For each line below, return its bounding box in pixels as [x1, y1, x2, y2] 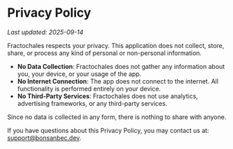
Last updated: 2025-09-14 [7, 28, 83, 36]
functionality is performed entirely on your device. [17, 84, 161, 93]
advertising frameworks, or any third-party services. [17, 99, 168, 107]
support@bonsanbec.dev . [7, 134, 82, 142]
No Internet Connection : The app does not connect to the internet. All [17, 77, 219, 85]
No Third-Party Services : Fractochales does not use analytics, [17, 92, 198, 100]
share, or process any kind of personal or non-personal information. [7, 49, 202, 57]
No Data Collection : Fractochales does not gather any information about [17, 62, 225, 70]
